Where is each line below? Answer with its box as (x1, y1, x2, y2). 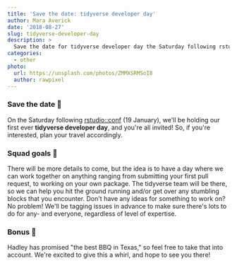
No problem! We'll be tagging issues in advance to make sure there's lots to (7, 202, 227, 210)
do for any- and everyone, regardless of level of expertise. (7, 209, 177, 218)
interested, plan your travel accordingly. (7, 130, 123, 139)
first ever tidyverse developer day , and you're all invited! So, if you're (7, 123, 210, 132)
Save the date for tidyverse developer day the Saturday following (13, 43, 217, 50)
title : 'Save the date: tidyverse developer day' (7, 10, 157, 18)
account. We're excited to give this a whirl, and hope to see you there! (7, 250, 211, 259)
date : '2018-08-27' (7, 23, 65, 30)
